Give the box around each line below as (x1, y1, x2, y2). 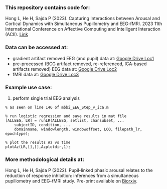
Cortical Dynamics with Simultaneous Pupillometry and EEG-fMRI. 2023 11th (5, 21, 162, 27)
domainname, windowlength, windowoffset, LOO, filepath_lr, (14, 127, 142, 132)
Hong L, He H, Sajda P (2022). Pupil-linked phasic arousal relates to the (5, 167, 153, 173)
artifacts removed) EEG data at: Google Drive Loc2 (12, 66, 117, 72)
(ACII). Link (5, 32, 29, 38)
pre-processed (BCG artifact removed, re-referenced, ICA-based (12, 61, 147, 67)
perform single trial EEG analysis (12, 95, 80, 101)
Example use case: (5, 84, 52, 91)
